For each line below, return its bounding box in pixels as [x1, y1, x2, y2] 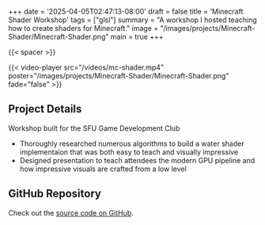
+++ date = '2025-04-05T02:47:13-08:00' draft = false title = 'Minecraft [8, 7, 244, 16]
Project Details [8, 102, 82, 116]
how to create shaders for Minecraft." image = [8, 24, 159, 32]
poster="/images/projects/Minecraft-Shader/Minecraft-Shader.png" [8, 71, 229, 80]
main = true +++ [110, 32, 164, 41]
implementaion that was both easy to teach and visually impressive [19, 147, 239, 157]
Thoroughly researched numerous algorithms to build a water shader [19, 139, 244, 148]
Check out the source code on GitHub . [8, 208, 134, 217]
